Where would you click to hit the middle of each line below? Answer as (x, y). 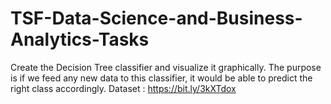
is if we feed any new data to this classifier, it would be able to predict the (161, 78)
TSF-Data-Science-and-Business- (156, 18)
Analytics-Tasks (80, 39)
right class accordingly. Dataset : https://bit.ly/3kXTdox (123, 88)
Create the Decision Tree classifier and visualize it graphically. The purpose (166, 67)
